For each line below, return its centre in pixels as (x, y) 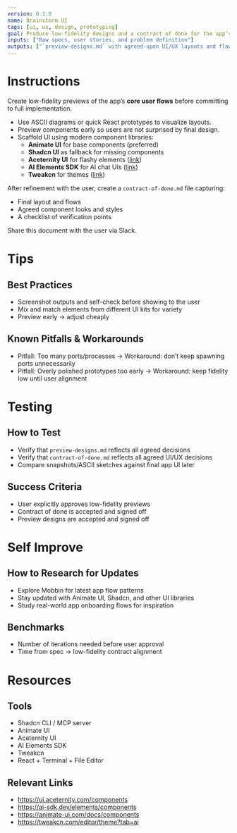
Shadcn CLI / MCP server (54, 723)
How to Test (34, 433)
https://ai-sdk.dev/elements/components (77, 807)
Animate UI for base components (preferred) (93, 144)
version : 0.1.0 (30, 14)
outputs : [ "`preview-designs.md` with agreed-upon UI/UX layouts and (112, 47)
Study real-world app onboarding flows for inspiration (96, 605)
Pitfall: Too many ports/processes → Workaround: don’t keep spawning (121, 356)
